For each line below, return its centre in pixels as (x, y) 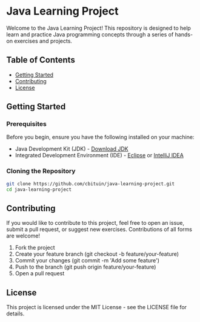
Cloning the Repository (41, 171)
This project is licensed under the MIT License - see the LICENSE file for (96, 307)
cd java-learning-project (39, 190)
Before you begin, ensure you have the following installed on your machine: (100, 137)
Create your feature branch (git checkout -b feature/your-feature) (97, 254)
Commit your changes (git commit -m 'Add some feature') (87, 261)
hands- (184, 34)
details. (15, 313)
